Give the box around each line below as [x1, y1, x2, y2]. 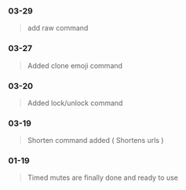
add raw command [27, 24, 89, 33]
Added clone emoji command [27, 60, 123, 70]
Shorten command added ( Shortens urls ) [27, 136, 164, 145]
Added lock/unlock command [27, 98, 123, 108]
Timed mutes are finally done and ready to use [27, 173, 179, 182]
